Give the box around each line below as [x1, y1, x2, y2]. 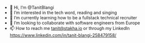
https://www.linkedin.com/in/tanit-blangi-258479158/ [9, 32, 117, 38]
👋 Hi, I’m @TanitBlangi [9, 5, 54, 10]
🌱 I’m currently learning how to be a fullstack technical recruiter [9, 15, 137, 20]
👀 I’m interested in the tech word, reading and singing [9, 10, 117, 15]
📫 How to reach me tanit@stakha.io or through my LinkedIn [9, 26, 130, 31]
